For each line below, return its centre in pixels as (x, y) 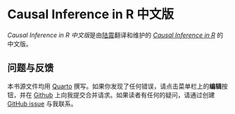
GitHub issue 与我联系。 (42, 104)
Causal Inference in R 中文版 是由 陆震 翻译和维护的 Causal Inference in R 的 (115, 35)
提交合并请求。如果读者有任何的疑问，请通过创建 (144, 94)
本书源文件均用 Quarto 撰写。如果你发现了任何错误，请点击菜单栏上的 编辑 (115, 86)
